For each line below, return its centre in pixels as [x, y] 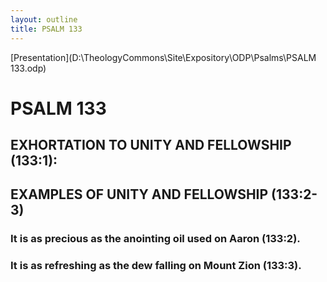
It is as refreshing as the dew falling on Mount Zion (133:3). [156, 266]
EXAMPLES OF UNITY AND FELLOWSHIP [139, 194]
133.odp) [28, 68]
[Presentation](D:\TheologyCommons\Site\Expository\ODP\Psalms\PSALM [163, 57]
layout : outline [44, 19]
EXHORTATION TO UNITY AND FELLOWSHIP [151, 145]
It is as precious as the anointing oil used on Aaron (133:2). [155, 239]
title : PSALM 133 [46, 29]
